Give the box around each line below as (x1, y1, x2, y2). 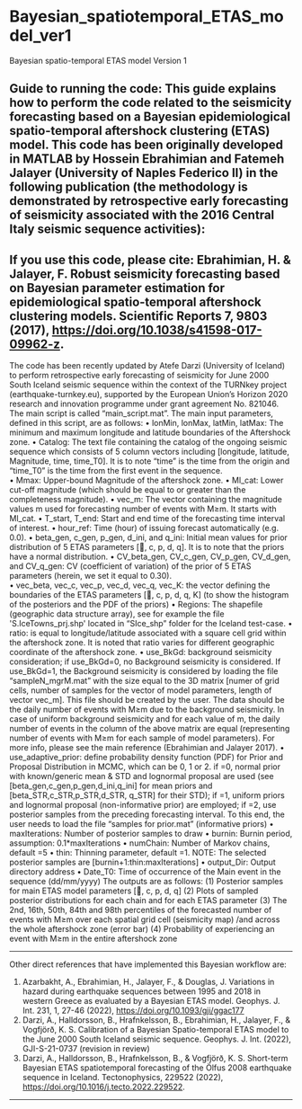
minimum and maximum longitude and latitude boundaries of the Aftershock (9, 427, 291, 438)
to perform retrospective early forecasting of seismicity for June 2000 (9, 370, 270, 381)
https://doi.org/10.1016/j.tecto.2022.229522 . (22, 1081, 186, 1093)
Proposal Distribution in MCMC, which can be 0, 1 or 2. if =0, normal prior (9, 761, 281, 772)
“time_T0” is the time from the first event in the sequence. (9, 466, 223, 476)
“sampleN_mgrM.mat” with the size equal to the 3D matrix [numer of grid (9, 676, 280, 687)
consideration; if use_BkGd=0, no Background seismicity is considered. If (9, 656, 281, 667)
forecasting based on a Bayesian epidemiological (9, 110, 290, 125)
